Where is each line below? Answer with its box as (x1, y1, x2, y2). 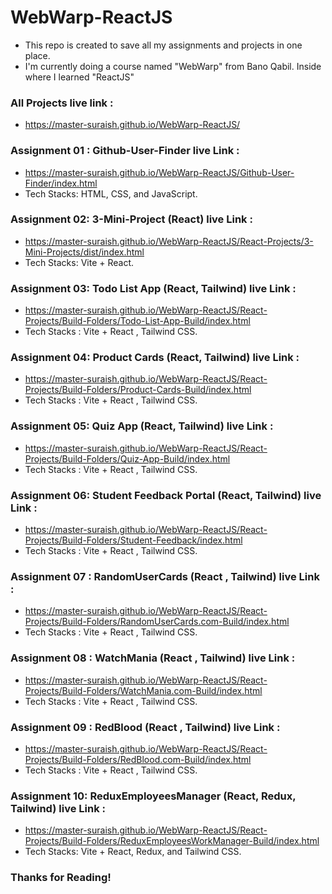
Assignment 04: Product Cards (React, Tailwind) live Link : (10, 351, 300, 365)
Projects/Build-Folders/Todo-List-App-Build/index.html (24, 315, 251, 327)
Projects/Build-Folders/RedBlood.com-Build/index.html (24, 753, 252, 765)
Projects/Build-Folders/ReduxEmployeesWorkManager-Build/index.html (24, 835, 320, 847)
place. (24, 49, 51, 61)
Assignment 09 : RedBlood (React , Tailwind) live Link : (10, 720, 281, 734)
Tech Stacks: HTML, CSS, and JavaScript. (24, 187, 198, 200)
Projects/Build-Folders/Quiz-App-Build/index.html (24, 452, 231, 465)
